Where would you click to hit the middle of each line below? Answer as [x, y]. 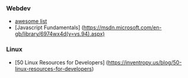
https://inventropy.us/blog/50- [145, 62]
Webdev [18, 8]
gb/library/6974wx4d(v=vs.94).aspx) [60, 34]
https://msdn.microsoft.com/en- [122, 27]
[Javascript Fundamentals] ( [49, 27]
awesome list [31, 21]
